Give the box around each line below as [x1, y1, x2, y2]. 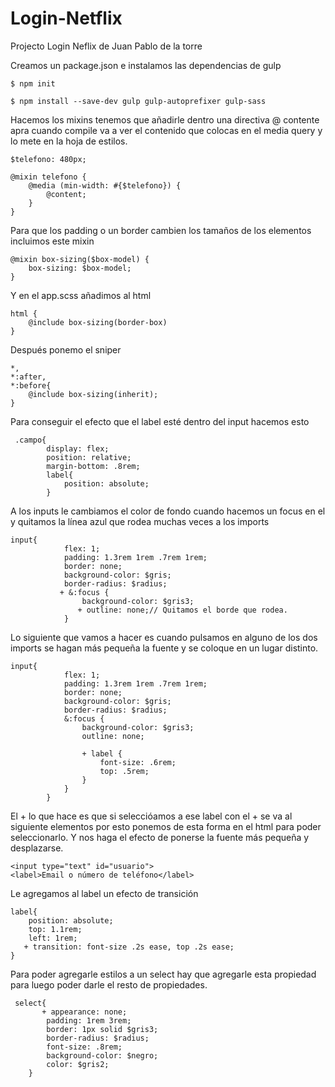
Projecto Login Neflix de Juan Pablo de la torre [10, 40, 203, 52]
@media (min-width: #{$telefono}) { [28, 180, 182, 191]
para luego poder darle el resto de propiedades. [10, 978, 208, 991]
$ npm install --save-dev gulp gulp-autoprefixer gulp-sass [10, 96, 267, 106]
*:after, [10, 372, 47, 382]
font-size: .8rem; [46, 1042, 123, 1052]
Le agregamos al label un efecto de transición [10, 887, 199, 899]
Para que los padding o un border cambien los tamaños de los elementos [10, 224, 312, 236]
